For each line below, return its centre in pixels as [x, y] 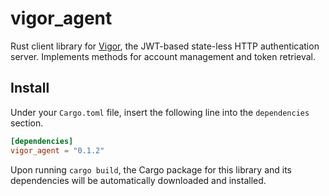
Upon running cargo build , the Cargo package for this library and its [151, 169]
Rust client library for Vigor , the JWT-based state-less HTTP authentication [165, 46]
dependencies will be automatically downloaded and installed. [138, 180]
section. [27, 123]
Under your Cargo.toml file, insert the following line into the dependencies [160, 112]
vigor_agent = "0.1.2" [57, 150]
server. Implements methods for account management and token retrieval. [163, 56]
